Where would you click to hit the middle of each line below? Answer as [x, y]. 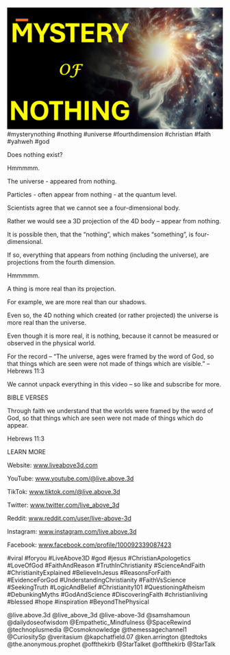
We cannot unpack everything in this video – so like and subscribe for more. [114, 384]
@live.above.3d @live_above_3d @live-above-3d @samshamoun [99, 615]
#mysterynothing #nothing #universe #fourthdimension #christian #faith [109, 134]
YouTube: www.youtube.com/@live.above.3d [71, 478]
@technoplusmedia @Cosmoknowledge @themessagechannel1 [97, 629]
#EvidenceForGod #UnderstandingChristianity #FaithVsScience [97, 580]
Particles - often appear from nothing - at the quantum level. [92, 194]
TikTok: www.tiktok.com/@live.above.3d [64, 491]
